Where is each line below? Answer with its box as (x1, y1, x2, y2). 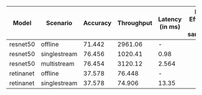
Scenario (46, 19, 73, 27)
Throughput (117, 19, 153, 27)
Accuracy (83, 19, 112, 27)
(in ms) (159, 23, 180, 30)
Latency (158, 15, 182, 23)
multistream (41, 60, 75, 68)
